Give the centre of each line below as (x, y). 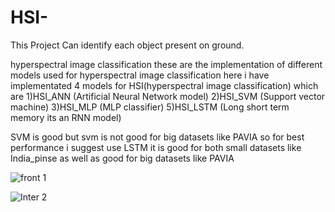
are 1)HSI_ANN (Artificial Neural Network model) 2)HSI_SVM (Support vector (168, 96)
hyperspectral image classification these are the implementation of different (166, 64)
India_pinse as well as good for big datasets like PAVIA (122, 158)
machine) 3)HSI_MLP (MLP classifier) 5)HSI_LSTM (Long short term (150, 107)
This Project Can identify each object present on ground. (127, 45)
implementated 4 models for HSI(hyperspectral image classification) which (164, 85)
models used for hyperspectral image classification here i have (140, 75)
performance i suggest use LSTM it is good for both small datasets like (156, 147)
